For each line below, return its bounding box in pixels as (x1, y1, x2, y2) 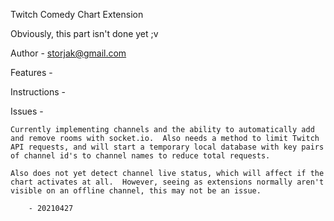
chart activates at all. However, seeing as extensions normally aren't (10, 177, 325, 187)
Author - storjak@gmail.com (10, 47, 127, 59)
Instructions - (10, 86, 66, 98)
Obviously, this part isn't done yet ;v (10, 28, 159, 39)
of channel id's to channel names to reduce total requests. (10, 151, 271, 161)
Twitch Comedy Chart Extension (10, 9, 144, 20)
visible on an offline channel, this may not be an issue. (10, 186, 262, 196)
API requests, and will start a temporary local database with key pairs (10, 142, 325, 152)
